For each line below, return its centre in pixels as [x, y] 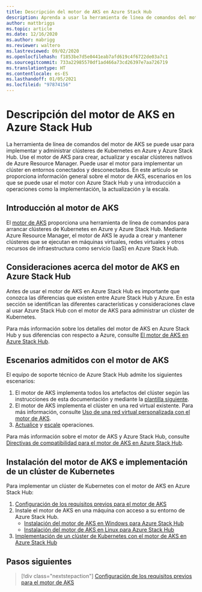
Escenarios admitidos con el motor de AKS [88, 360]
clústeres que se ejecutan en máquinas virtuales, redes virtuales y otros [95, 241]
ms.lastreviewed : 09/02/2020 [43, 51]
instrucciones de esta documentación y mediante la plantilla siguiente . [102, 399]
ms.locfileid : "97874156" [38, 85]
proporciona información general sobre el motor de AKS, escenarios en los [99, 176]
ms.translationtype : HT [36, 68]
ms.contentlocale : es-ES [37, 74]
